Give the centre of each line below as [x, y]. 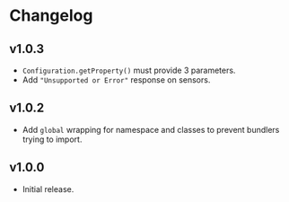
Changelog [51, 16]
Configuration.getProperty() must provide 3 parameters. [129, 70]
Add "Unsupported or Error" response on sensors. [116, 80]
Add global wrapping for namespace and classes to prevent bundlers [151, 129]
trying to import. [52, 139]
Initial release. [48, 189]
